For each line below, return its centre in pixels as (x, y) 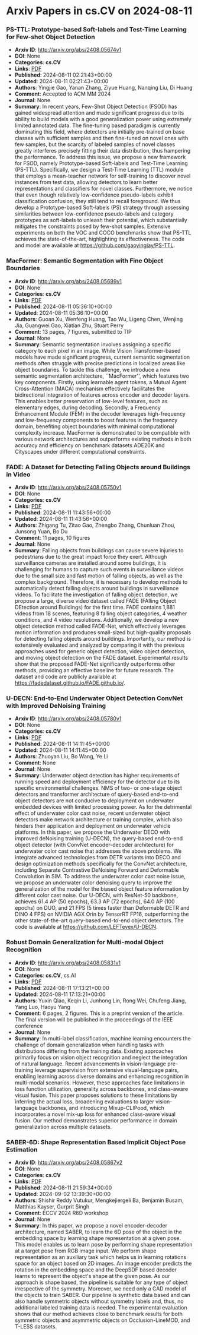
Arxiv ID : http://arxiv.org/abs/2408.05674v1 (68, 50)
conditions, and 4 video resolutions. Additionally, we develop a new (97, 620)
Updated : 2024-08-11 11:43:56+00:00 (61, 519)
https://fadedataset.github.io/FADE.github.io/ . (70, 683)
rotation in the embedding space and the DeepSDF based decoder (96, 1270)
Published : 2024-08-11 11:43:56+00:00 (63, 513)
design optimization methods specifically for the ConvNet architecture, (101, 864)
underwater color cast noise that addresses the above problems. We (98, 851)
